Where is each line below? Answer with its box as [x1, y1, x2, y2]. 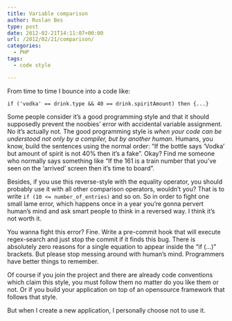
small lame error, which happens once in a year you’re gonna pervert [7, 199, 204, 208]
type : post [7, 23, 39, 30]
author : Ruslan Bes [7, 17, 64, 24]
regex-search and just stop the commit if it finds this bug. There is [7, 235, 196, 243]
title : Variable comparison [7, 10, 89, 17]
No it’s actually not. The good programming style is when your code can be [7, 127, 222, 135]
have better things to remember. [7, 257, 99, 266]
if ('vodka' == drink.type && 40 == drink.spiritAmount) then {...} [7, 100, 209, 107]
